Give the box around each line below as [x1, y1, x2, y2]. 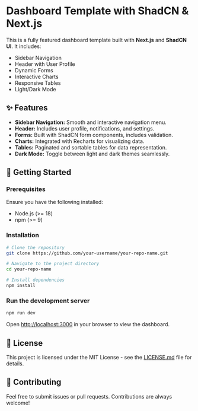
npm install [6, 283, 36, 289]
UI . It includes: [6, 43, 41, 50]
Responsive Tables [14, 79, 61, 87]
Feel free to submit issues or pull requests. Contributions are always [6, 393, 173, 400]
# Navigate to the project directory [6, 261, 100, 267]
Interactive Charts [14, 73, 59, 80]
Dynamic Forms [14, 66, 53, 74]
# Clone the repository [6, 244, 65, 250]
